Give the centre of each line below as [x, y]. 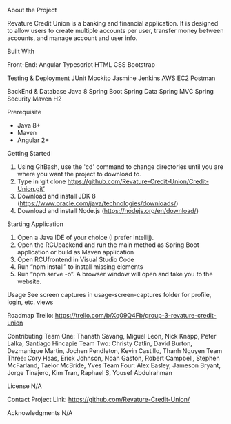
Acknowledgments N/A [40, 413]
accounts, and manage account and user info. [72, 38]
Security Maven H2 [34, 99]
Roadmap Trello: [30, 315]
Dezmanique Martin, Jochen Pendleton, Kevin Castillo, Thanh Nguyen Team [115, 351]
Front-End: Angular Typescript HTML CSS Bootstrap [81, 64]
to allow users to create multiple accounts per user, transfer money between [115, 31]
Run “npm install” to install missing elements [80, 267]
